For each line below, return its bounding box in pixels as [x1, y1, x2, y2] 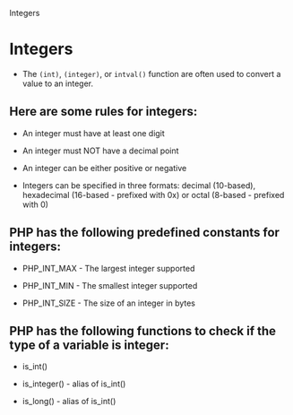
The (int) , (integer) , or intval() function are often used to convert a [22, 68, 281, 79]
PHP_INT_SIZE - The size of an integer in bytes [22, 298, 195, 308]
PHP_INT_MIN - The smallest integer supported [22, 280, 198, 290]
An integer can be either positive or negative [22, 162, 187, 173]
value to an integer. [22, 78, 94, 89]
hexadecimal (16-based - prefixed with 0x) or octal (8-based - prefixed [22, 189, 285, 200]
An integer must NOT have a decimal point [22, 145, 179, 156]
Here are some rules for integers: [9, 104, 198, 119]
